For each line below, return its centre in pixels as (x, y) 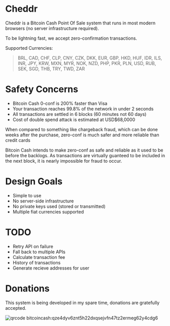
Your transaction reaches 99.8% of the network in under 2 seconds (83, 109)
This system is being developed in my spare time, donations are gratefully (82, 303)
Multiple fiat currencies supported (48, 212)
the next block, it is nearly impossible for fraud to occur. (64, 161)
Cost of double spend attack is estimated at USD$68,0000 (74, 120)
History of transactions (37, 262)
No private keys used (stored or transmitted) (59, 206)
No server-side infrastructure (43, 201)
